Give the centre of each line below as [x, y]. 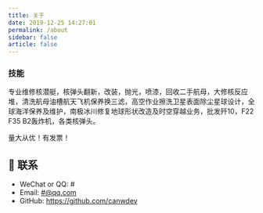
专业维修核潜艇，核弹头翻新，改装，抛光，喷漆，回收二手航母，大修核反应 [128, 92]
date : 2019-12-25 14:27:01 [52, 23]
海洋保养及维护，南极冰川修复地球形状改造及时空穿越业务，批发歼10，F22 [134, 111]
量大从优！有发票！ [39, 138]
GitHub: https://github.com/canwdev [79, 201]
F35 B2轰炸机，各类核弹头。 [54, 121]
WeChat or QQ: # [47, 184]
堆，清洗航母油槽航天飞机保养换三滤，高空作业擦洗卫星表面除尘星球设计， [128, 102]
